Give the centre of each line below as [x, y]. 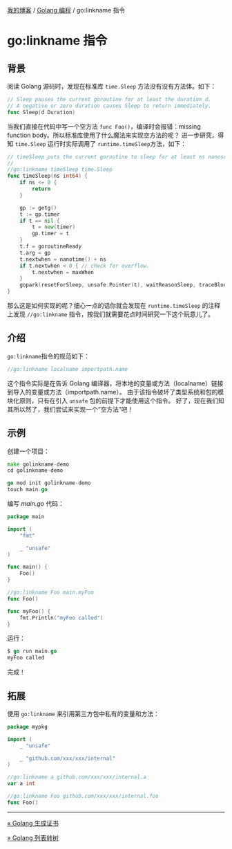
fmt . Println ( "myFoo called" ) [61, 618]
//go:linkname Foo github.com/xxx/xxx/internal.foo [83, 796]
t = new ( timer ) [54, 227]
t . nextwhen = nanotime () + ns [63, 259]
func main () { [28, 567]
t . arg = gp [35, 253]
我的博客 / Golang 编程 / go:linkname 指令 [66, 10]
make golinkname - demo [38, 464]
